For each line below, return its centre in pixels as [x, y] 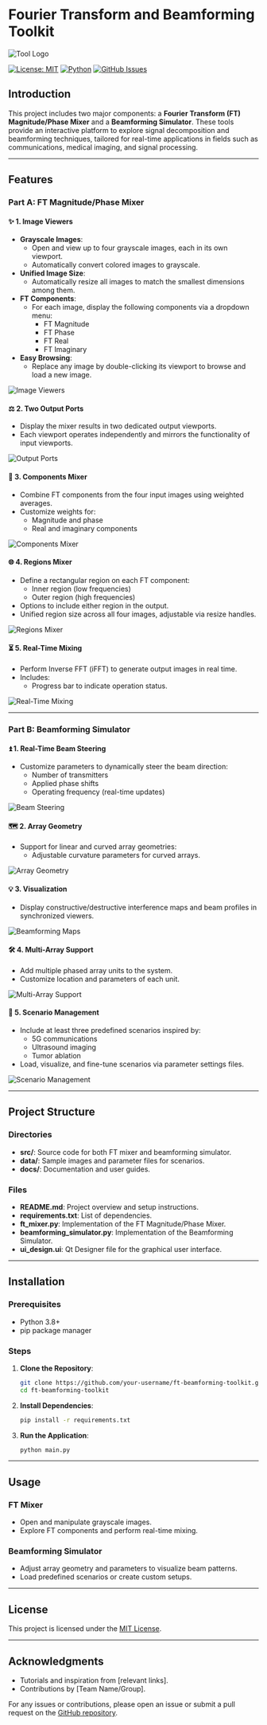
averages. [36, 503]
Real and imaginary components [84, 528]
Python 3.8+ [40, 1322]
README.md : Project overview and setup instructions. [109, 1207]
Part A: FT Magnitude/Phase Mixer [76, 202]
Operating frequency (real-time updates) [98, 792]
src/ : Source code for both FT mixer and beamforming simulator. [126, 1152]
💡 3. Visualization [38, 889]
